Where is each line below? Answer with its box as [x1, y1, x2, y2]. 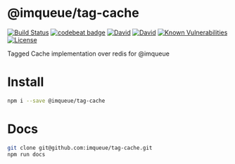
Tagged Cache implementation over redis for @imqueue [7, 49, 170, 58]
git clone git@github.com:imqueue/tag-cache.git [7, 144, 153, 151]
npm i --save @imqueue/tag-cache [7, 97, 106, 104]
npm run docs [7, 151, 46, 158]
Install [7, 74, 44, 90]
